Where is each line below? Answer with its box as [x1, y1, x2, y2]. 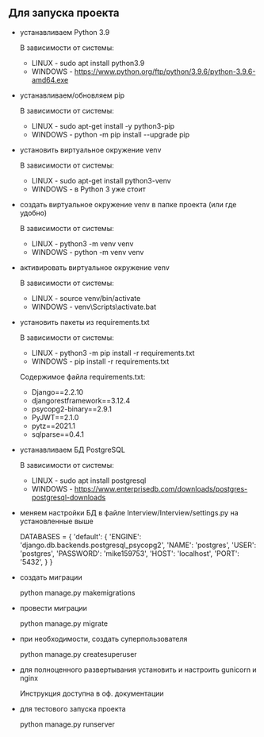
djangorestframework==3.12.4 [31, 396, 131, 405]
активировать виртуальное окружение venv [19, 262, 170, 272]
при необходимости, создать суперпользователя [19, 634, 188, 643]
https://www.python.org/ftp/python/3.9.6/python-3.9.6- [74, 67, 256, 76]
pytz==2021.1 [31, 421, 75, 430]
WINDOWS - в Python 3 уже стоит [31, 184, 146, 194]
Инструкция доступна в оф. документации [19, 689, 164, 698]
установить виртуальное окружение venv [19, 145, 162, 154]
